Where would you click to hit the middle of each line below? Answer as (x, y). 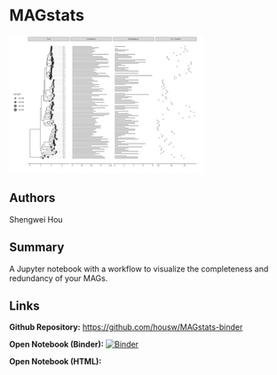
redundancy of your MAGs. (59, 278)
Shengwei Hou (36, 219)
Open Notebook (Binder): (56, 344)
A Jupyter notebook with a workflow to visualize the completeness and (139, 269)
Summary (37, 248)
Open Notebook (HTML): (55, 362)
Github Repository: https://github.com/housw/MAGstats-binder (126, 327)
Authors (32, 198)
